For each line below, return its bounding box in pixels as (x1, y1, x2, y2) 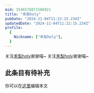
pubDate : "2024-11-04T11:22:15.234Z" (5, 16, 82, 21)
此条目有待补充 (5, 69, 50, 77)
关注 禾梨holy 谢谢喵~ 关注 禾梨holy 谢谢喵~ (5, 53, 89, 59)
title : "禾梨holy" (5, 12, 41, 17)
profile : (5, 25, 23, 30)
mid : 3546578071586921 (5, 7, 51, 12)
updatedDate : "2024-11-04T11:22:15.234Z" (5, 21, 91, 26)
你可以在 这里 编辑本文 (5, 83, 48, 89)
